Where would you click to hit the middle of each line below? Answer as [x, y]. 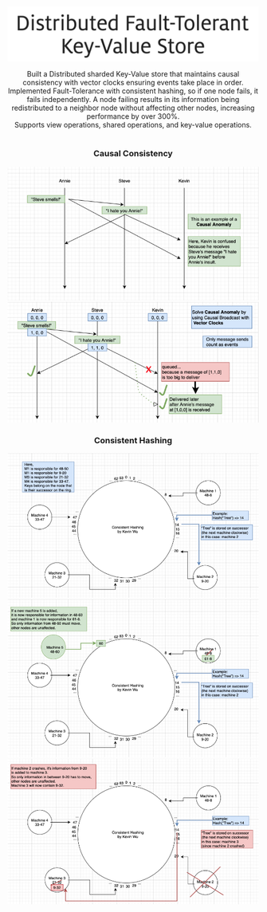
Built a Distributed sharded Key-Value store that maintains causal [133, 74]
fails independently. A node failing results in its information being [133, 100]
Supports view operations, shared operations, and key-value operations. [133, 125]
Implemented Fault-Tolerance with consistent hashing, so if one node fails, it [133, 91]
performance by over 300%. [133, 116]
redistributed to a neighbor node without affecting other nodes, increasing [133, 108]
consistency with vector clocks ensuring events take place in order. [133, 83]
